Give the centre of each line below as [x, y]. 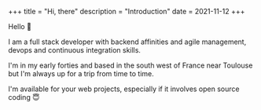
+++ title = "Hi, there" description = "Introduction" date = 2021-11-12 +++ [127, 11]
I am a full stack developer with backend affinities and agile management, [127, 42]
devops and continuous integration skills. [75, 50]
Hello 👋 [20, 26]
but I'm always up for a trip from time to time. [81, 73]
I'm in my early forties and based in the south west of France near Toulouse [130, 65]
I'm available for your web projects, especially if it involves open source [124, 89]
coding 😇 [24, 97]
